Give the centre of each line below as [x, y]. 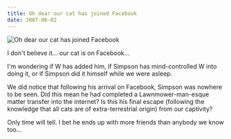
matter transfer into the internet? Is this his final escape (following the [106, 101]
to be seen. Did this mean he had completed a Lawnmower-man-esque [108, 94]
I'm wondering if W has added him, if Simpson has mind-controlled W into [112, 66]
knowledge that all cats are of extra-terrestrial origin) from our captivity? [110, 109]
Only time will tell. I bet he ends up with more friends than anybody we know [115, 122]
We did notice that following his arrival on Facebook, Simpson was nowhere [115, 87]
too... [14, 129]
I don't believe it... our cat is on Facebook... [68, 53]
